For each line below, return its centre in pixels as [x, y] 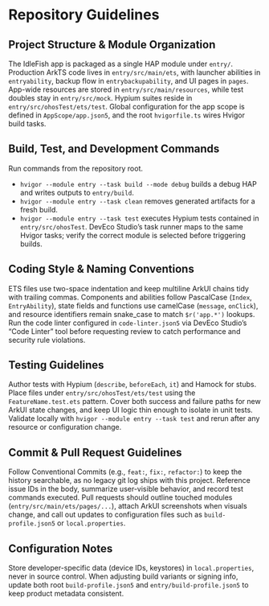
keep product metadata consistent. [66, 594]
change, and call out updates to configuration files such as [106, 515]
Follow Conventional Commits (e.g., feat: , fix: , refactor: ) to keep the [125, 472]
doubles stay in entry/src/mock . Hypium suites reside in [100, 98]
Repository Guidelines [84, 15]
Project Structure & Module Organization [112, 45]
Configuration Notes [61, 548]
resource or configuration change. [65, 427]
